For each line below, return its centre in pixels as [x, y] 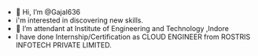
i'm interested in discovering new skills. [79, 20]
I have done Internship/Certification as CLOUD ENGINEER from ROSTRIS [133, 37]
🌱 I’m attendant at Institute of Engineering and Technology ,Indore [122, 28]
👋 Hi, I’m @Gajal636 [48, 12]
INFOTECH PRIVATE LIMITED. [64, 45]
